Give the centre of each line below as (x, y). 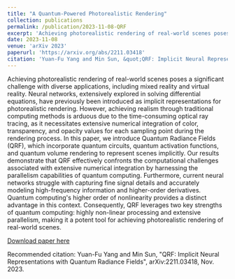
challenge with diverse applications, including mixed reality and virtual (108, 86)
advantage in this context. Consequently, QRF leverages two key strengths (115, 205)
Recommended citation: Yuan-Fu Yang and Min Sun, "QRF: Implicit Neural (113, 254)
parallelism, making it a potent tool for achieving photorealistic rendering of (115, 220)
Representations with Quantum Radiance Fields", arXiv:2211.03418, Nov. (111, 262)
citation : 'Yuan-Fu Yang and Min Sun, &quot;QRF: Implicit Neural (106, 59)
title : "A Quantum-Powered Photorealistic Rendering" (87, 14)
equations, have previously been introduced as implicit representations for (114, 101)
